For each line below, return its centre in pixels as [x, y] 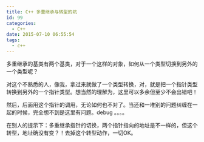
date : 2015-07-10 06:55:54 [40, 35]
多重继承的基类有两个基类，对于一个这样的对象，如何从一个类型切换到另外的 [102, 64]
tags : [13, 40]
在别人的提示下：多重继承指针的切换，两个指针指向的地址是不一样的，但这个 [102, 125]
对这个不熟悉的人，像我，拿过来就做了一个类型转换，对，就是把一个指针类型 [102, 84]
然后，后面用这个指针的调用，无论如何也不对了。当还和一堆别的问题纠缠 [97, 104]
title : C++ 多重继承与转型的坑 [42, 12]
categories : [21, 23]
